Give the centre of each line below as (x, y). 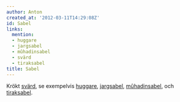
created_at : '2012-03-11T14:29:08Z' (53, 18)
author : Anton (24, 12)
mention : (23, 35)
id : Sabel (19, 23)
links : (15, 29)
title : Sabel (23, 69)
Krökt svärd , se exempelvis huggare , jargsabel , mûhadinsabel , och (90, 86)
